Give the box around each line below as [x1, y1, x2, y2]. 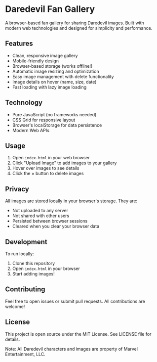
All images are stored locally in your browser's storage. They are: [5, 198, 138, 204]
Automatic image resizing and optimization [12, 68, 100, 74]
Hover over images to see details [12, 165, 79, 171]
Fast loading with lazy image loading [12, 84, 87, 90]
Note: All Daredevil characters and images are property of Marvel [5, 346, 138, 352]
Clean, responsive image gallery [12, 52, 78, 58]
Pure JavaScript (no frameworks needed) [12, 111, 97, 117]
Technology [5, 98, 43, 107]
